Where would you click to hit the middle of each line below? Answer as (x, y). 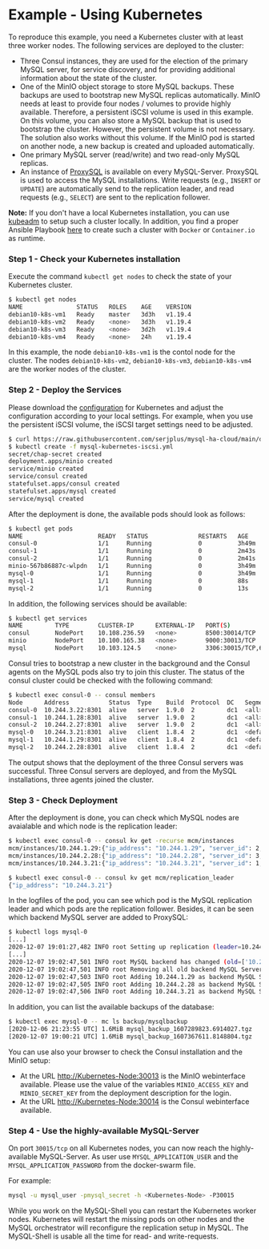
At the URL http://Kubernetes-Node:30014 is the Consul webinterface (134, 1101)
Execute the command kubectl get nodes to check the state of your (120, 276)
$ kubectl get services (48, 618)
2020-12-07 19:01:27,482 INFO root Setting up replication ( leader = (125, 947)
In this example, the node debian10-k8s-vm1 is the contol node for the (122, 352)
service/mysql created (46, 498)
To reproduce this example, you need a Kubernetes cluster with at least (126, 37)
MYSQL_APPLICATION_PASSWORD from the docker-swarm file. (102, 1165)
